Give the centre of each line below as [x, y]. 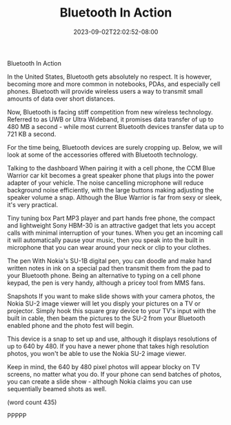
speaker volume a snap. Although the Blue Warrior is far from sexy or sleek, [114, 197]
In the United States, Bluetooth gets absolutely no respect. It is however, [110, 77]
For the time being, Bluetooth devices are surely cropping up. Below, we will [115, 147]
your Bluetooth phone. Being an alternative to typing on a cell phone [104, 275]
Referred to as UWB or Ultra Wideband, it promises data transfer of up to [110, 119]
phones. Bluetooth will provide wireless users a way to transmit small [105, 91]
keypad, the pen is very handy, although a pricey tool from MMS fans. [106, 283]
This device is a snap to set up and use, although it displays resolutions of [112, 339]
